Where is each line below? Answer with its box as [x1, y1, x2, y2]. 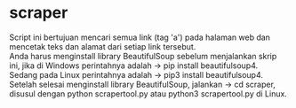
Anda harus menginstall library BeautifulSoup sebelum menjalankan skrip [9, 50, 277, 61]
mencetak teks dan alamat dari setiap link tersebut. [9, 41, 196, 51]
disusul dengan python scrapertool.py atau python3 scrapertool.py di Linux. [9, 88, 287, 99]
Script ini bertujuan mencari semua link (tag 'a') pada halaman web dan [9, 32, 271, 42]
